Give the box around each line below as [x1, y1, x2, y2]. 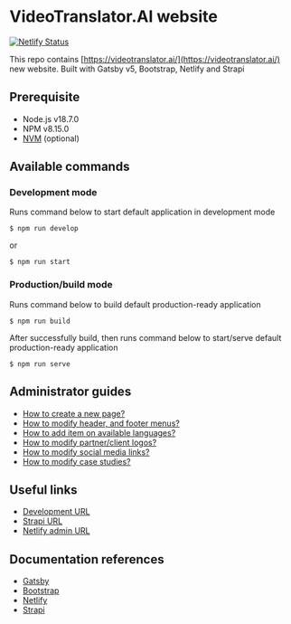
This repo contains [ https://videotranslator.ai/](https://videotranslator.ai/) [9, 53, 280, 64]
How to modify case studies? [22, 456, 131, 467]
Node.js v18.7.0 [22, 113, 80, 124]
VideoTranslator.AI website [9, 6, 219, 27]
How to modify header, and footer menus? [22, 418, 181, 429]
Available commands [9, 159, 130, 175]
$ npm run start [9, 258, 70, 267]
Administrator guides [9, 384, 132, 400]
